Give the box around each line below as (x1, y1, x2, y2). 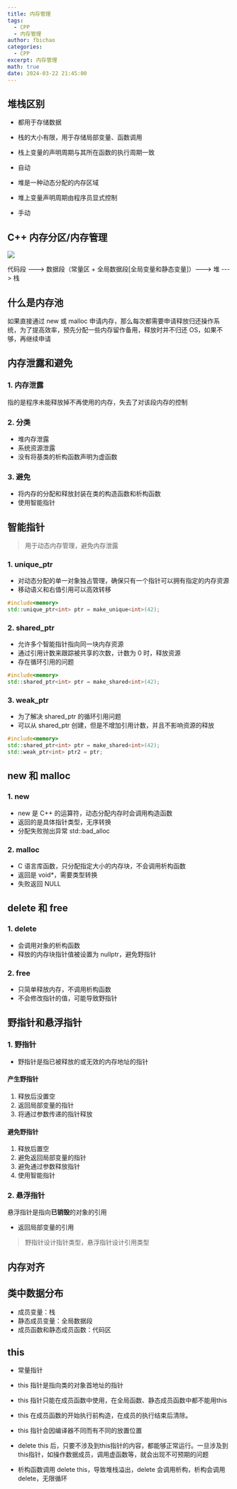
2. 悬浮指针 (7, 1191, 45, 1201)
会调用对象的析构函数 (17, 941, 80, 949)
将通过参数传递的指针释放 (17, 1109, 93, 1118)
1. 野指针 (7, 1040, 37, 1049)
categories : (7, 43, 43, 50)
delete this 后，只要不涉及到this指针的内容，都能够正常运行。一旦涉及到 (17, 1441, 228, 1450)
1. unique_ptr (7, 559, 53, 569)
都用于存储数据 (17, 118, 62, 126)
